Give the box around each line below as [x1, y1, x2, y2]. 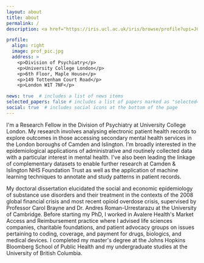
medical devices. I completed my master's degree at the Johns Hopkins [6, 236, 186, 244]
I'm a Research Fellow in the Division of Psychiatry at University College [6, 121, 186, 128]
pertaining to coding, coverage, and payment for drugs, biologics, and [6, 230, 182, 237]
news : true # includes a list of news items [6, 93, 123, 99]
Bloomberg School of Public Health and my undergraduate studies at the [6, 243, 188, 250]
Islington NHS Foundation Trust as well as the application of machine [6, 166, 178, 174]
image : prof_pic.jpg [12, 48, 64, 55]
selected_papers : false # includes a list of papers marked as [6, 99, 170, 105]
